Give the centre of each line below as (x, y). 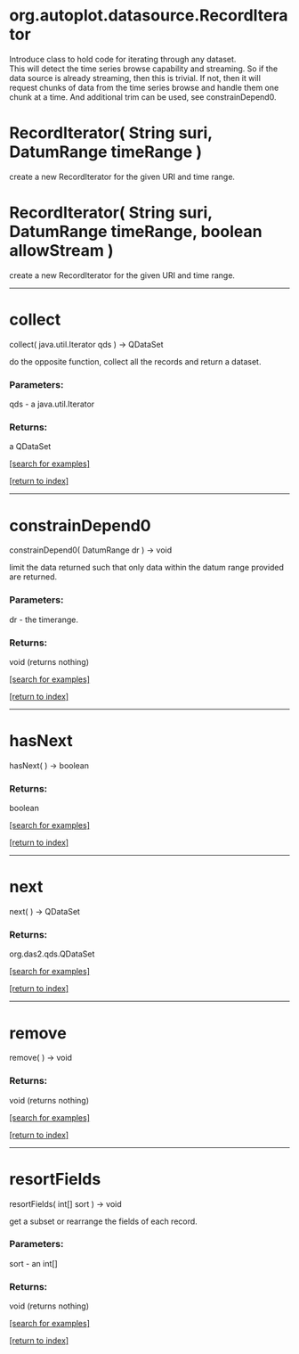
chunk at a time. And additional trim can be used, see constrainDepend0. (143, 97)
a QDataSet (30, 447)
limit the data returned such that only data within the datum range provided (147, 568)
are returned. (33, 577)
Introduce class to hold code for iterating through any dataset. (123, 59)
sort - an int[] (33, 1263)
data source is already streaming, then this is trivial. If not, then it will (135, 78)
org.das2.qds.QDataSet (52, 954)
